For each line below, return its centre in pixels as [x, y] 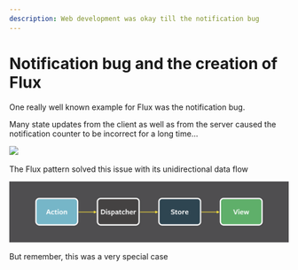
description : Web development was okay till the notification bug [134, 19]
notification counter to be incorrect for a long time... [104, 134]
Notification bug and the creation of [143, 63]
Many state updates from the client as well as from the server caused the [143, 124]
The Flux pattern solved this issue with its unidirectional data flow [129, 169]
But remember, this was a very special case [89, 257]
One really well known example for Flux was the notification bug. [127, 107]
